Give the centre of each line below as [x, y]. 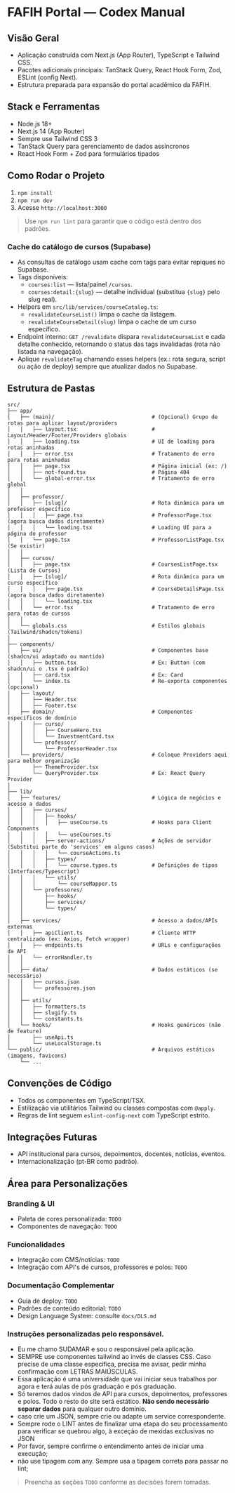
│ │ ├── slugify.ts [42, 1013]
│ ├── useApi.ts [40, 1037]
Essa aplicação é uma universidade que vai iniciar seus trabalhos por [117, 1379]
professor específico [39, 509]
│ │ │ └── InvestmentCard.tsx [61, 736]
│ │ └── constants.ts [45, 1018]
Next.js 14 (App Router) [51, 131]
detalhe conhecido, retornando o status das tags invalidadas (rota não [119, 344]
